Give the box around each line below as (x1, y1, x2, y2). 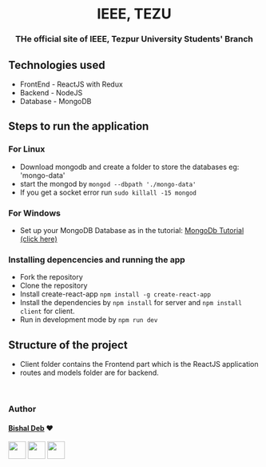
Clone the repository (19, 281, 88, 291)
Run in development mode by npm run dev (19, 315, 158, 324)
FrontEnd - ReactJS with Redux (19, 79, 124, 89)
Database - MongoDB (19, 96, 92, 106)
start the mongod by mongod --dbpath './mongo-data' (19, 179, 197, 188)
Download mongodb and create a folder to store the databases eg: (19, 162, 240, 171)
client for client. (19, 306, 75, 316)
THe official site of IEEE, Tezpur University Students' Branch (14, 34, 254, 45)
